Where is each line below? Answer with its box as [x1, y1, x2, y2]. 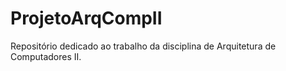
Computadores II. [10, 50, 82, 62]
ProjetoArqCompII [10, 7, 163, 30]
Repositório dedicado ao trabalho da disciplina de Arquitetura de [10, 40, 277, 52]
